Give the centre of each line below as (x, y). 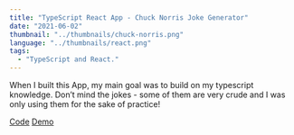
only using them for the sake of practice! (85, 104)
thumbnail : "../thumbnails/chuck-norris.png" (96, 34)
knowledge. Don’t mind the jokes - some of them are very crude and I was (147, 94)
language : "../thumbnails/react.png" (81, 43)
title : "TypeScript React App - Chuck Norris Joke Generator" (129, 18)
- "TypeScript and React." (68, 59)
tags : (19, 51)
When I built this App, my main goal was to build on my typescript (132, 85)
